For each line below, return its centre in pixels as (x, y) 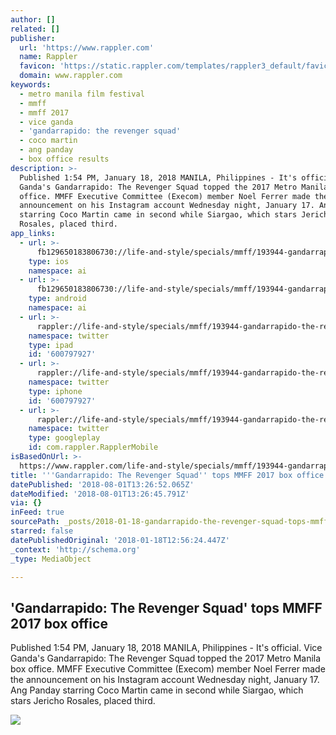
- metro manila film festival (82, 94)
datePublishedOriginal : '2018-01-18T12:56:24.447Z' (120, 540)
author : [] (33, 19)
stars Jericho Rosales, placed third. (83, 701)
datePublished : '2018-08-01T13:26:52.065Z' (102, 484)
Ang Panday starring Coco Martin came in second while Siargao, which (157, 690)
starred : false (42, 531)
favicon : (37, 66)
